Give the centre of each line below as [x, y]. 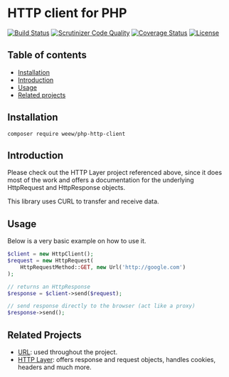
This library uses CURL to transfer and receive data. [83, 201]
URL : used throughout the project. [68, 352]
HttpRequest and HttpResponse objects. [66, 188]
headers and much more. [54, 367]
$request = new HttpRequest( [50, 261]
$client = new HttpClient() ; [50, 254]
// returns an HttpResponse [49, 287]
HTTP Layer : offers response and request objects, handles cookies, [117, 360]
